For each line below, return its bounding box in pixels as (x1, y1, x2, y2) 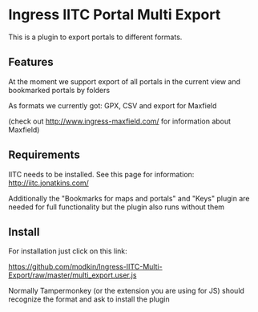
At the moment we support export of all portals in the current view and (8, 76, 241, 86)
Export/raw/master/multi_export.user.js (8, 270, 137, 280)
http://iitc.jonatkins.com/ (8, 178, 90, 188)
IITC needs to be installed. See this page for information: (8, 169, 195, 179)
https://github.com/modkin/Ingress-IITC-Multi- (8, 262, 163, 272)
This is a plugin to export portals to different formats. (8, 32, 183, 42)
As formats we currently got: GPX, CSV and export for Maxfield (8, 100, 217, 110)
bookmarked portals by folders (8, 85, 111, 95)
